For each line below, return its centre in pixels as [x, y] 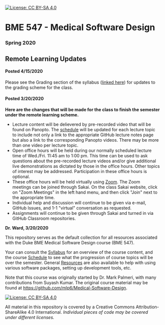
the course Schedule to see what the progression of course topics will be [79, 257]
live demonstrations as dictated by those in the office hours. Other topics [86, 166]
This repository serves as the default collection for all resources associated [81, 237]
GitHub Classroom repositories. [44, 218]
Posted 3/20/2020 [25, 99]
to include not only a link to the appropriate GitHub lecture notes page [83, 135]
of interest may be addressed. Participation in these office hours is [80, 171]
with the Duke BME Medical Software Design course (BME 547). [70, 242]
